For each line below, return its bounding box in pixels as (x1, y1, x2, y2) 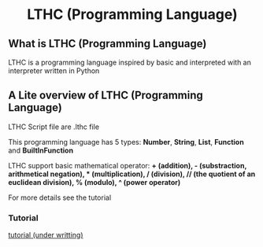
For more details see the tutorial (8, 193, 112, 202)
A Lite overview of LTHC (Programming (8, 89, 203, 102)
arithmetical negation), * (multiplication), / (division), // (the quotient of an (8, 169, 256, 179)
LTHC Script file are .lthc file (8, 122, 100, 131)
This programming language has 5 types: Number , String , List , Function (8, 137, 244, 146)
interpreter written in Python (8, 66, 100, 76)
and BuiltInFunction (8, 146, 73, 155)
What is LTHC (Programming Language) (8, 37, 207, 50)
